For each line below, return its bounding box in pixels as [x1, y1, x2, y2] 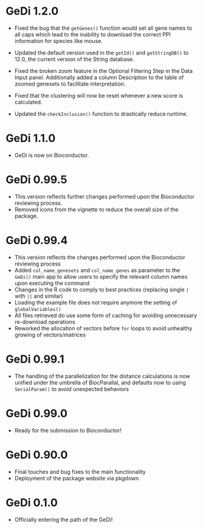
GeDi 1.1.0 [5, 132, 56, 145]
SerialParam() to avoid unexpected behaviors [14, 385, 129, 392]
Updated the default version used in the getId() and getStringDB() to [14, 49, 189, 56]
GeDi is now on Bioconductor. [14, 151, 89, 159]
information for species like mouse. [14, 37, 103, 44]
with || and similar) [14, 292, 63, 299]
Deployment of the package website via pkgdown [14, 474, 139, 482]
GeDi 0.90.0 [5, 448, 68, 462]
